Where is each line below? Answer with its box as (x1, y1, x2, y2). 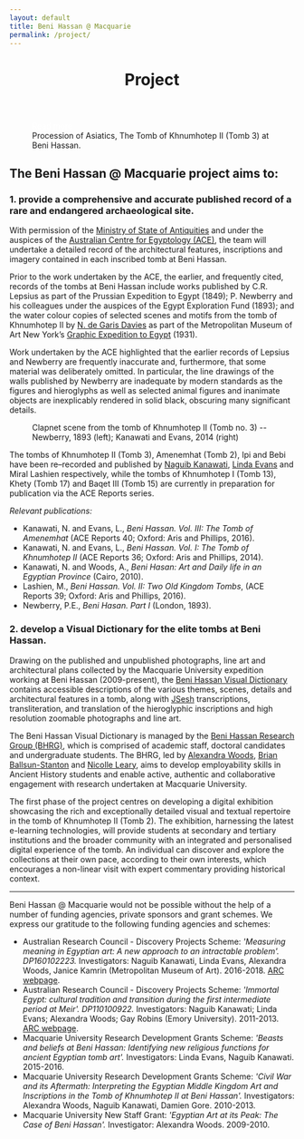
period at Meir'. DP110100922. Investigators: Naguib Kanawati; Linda (22, 1003, 278, 1014)
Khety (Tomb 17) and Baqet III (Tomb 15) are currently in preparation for (9, 478, 275, 490)
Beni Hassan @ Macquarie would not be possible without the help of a (9, 899, 271, 910)
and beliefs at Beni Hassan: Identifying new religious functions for (22, 1042, 270, 1053)
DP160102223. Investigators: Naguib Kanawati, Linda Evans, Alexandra (22, 955, 287, 966)
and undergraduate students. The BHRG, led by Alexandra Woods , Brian (9, 749, 278, 760)
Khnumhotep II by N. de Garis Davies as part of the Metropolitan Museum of (9, 319, 293, 331)
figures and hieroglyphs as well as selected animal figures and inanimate (9, 385, 280, 396)
